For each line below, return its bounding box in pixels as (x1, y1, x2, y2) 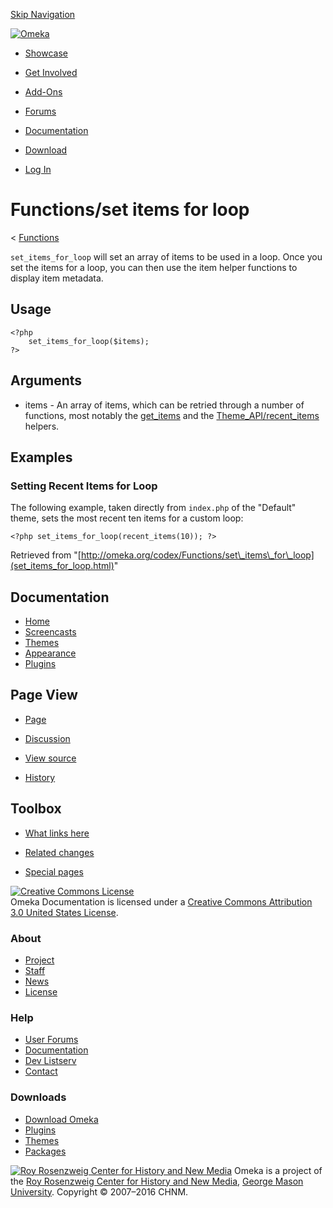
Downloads (10, 1090, 67, 1104)
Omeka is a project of (234, 1164, 323, 1176)
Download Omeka (24, 1113, 99, 1125)
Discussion (24, 732, 71, 744)
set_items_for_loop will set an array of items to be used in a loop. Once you (10, 250, 323, 263)
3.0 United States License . (10, 906, 119, 918)
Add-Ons (24, 86, 63, 98)
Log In (24, 164, 52, 175)
